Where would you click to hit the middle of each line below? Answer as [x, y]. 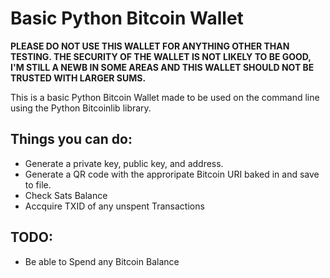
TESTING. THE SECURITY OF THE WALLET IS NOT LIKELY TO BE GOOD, [161, 56]
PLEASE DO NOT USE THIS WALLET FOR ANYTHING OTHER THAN [150, 46]
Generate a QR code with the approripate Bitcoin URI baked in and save [172, 174]
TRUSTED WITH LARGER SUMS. [78, 78]
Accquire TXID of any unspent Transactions [114, 206]
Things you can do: [71, 139]
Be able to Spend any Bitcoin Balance [102, 261]
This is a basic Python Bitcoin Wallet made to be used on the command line [165, 97]
